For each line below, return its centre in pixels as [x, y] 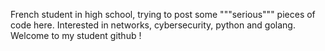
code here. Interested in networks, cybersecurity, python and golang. [153, 25]
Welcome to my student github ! [76, 35]
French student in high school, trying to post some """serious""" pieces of [163, 14]
